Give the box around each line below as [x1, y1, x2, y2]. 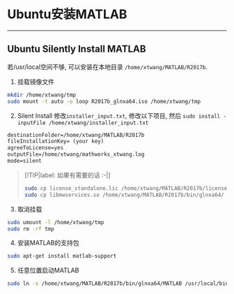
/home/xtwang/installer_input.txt [48, 119, 149, 126]
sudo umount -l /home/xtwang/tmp [7, 219, 104, 226]
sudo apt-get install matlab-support [7, 253, 117, 260]
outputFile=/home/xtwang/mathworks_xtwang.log [7, 151, 145, 158]
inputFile [17, 119, 47, 126]
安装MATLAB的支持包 [17, 239, 79, 247]
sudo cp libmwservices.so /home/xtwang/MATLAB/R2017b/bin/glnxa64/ [24, 191, 224, 198]
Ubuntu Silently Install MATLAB [7, 43, 146, 55]
